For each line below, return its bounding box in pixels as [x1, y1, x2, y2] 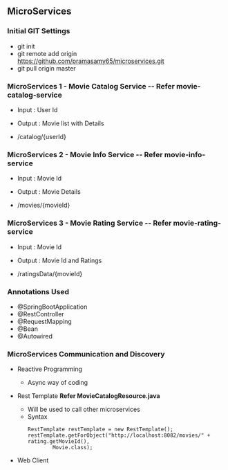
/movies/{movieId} [17, 201, 70, 210]
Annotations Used [7, 287, 70, 296]
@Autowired [17, 332, 53, 340]
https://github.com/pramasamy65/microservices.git [17, 57, 164, 65]
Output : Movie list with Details [17, 119, 105, 127]
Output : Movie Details [17, 188, 81, 196]
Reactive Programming [17, 365, 83, 373]
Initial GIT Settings [7, 26, 70, 36]
